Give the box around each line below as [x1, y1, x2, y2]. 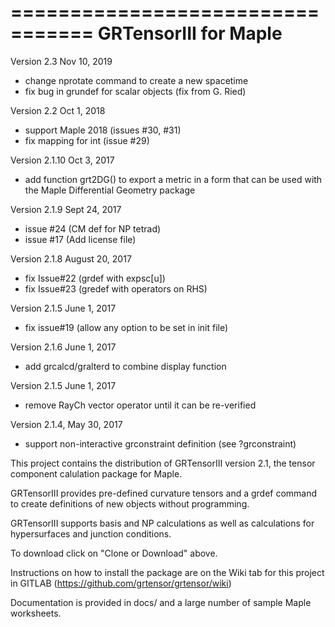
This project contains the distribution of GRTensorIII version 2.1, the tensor [10, 457, 316, 469]
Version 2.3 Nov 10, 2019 [10, 55, 113, 67]
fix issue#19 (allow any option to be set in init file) [24, 321, 229, 333]
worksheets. [10, 607, 62, 619]
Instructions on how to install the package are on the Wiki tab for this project [10, 566, 325, 578]
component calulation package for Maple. [10, 467, 183, 480]
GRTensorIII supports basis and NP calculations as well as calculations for [10, 517, 315, 529]
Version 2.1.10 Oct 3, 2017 [10, 154, 115, 166]
